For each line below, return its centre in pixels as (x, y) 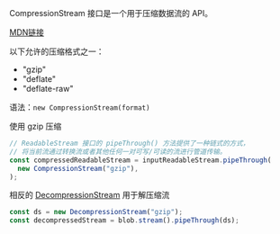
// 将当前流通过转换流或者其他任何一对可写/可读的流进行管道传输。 (118, 151)
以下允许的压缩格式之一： (57, 51)
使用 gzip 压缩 (36, 126)
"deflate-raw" (48, 89)
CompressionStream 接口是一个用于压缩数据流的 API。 (111, 13)
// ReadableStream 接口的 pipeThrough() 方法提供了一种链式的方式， (130, 143)
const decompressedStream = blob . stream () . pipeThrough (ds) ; (125, 220)
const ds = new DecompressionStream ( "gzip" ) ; (96, 212)
